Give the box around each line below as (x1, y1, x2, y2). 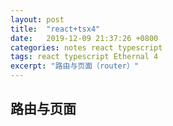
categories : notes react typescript (10, 42, 163, 53)
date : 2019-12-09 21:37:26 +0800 (10, 33, 159, 43)
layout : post (10, 14, 65, 25)
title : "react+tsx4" (10, 24, 101, 34)
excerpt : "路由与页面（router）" (10, 61, 139, 71)
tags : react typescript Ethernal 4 (10, 52, 159, 62)
